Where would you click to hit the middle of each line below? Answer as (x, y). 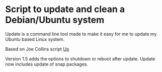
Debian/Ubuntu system (55, 20)
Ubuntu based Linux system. (35, 39)
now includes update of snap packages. (47, 64)
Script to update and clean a (65, 9)
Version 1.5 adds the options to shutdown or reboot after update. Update (80, 58)
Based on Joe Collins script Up (37, 49)
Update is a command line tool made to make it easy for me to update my (81, 34)
